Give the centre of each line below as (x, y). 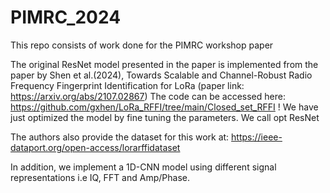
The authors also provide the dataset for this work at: (120, 137)
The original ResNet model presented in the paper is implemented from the (164, 64)
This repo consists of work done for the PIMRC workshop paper (142, 45)
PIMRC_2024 (66, 17)
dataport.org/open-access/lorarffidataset (95, 147)
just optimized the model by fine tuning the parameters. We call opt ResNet (165, 117)
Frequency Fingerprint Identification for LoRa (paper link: (127, 85)
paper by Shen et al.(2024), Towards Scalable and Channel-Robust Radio (161, 75)
